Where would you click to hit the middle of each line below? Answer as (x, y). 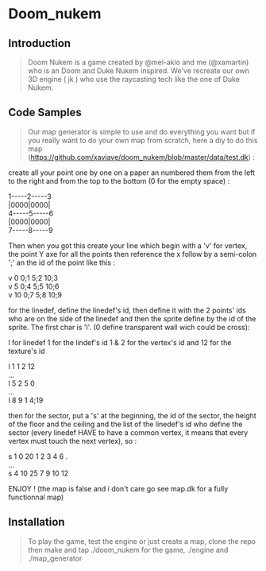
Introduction (40, 43)
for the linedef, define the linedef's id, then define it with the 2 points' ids (127, 310)
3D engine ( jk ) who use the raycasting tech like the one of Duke (134, 79)
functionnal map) (36, 497)
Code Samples (45, 113)
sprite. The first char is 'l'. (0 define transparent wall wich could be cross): (129, 327)
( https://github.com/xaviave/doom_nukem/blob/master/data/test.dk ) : (141, 157)
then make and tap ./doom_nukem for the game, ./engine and (128, 550)
